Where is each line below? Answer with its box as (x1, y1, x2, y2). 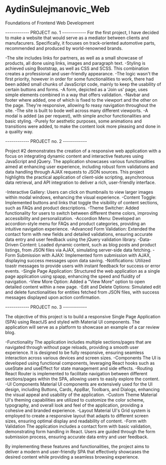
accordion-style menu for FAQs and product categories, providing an (5, 221, 146, 227)
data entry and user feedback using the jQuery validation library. (5, 236, 137, 242)
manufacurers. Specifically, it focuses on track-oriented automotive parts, (5, 40, 156, 46)
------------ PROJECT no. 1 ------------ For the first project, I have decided (5, 29, 159, 35)
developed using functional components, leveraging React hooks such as (5, 360, 155, 366)
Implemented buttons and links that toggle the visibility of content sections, (5, 199, 159, 205)
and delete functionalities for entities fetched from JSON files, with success (5, 289, 160, 295)
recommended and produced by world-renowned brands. (5, 45, 123, 51)
